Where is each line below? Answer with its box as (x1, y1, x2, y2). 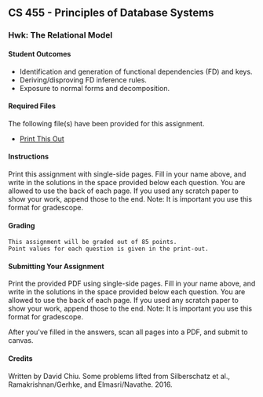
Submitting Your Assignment (8, 261, 104, 271)
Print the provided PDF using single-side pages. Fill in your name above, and (8, 279, 256, 289)
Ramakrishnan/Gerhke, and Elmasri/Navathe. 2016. (8, 380, 173, 389)
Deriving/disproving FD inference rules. (19, 75, 148, 85)
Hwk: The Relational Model (8, 30, 113, 41)
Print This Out (19, 133, 64, 144)
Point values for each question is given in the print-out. (8, 245, 210, 253)
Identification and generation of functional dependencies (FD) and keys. (19, 67, 253, 76)
